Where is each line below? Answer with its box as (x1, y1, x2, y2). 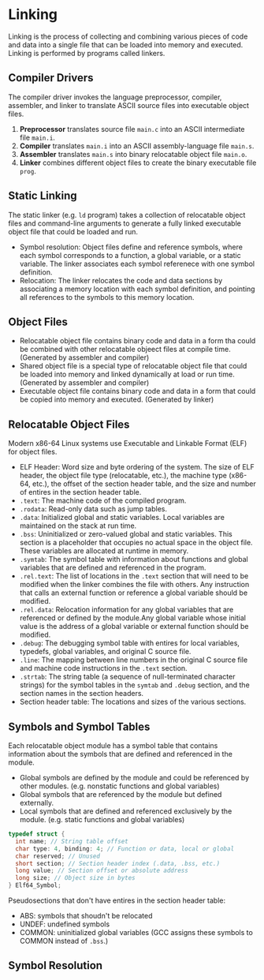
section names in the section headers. (19, 689, 144, 698)
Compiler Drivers (8, 71, 94, 84)
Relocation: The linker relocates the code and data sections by (19, 275, 223, 285)
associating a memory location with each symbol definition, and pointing (19, 284, 255, 294)
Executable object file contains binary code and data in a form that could (19, 387, 256, 396)
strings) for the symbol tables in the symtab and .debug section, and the (19, 680, 250, 690)
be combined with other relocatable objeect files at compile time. (19, 345, 231, 354)
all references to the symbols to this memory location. (19, 292, 195, 301)
